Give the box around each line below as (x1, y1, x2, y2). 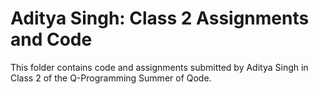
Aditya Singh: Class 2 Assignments (10, 7, 310, 30)
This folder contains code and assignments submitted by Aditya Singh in (10, 61, 309, 73)
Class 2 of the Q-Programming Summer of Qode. (10, 72, 212, 84)
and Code (10, 28, 93, 51)
